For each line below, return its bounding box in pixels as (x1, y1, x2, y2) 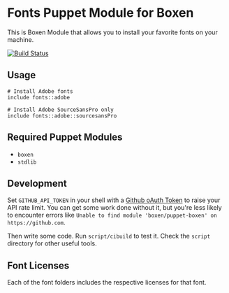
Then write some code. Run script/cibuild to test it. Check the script (7, 232, 211, 241)
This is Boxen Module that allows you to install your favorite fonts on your (7, 28, 218, 36)
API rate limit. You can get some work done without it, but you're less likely (7, 203, 222, 212)
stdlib (17, 159, 37, 166)
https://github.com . (7, 218, 66, 227)
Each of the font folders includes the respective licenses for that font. (7, 278, 207, 287)
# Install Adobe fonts (7, 87, 73, 95)
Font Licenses (7, 259, 70, 271)
